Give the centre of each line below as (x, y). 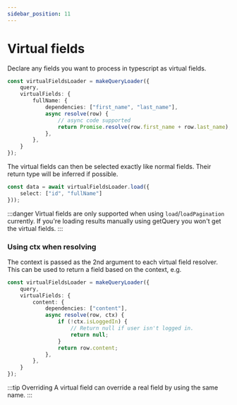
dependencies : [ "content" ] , (86, 309)
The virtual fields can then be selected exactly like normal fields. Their (109, 167)
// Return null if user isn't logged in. (132, 328)
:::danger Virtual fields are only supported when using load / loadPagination (116, 213)
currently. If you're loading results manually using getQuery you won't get (114, 221)
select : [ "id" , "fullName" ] (61, 193)
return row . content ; (88, 348)
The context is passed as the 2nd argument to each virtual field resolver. (113, 262)
